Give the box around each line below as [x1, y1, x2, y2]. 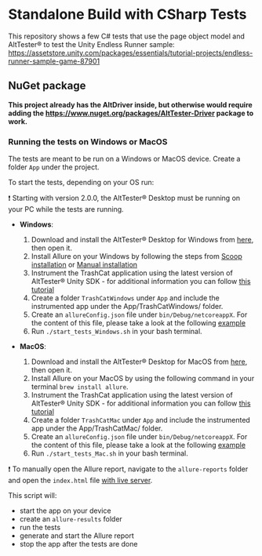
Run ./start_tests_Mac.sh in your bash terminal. [31, 449, 188, 458]
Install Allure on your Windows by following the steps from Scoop [31, 252, 242, 261]
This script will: [8, 491, 57, 500]
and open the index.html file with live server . [8, 476, 153, 485]
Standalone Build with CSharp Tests [8, 5, 247, 24]
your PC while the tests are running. [8, 205, 124, 214]
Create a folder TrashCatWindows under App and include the [31, 293, 220, 303]
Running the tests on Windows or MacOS [8, 136, 168, 147]
